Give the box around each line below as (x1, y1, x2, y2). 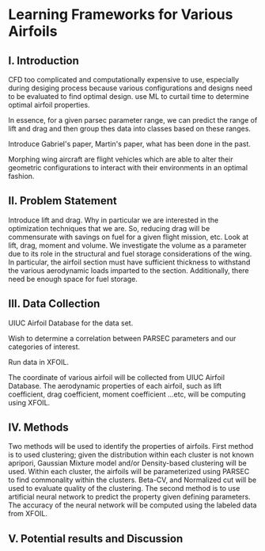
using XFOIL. (8, 397, 51, 407)
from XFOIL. (8, 509, 48, 519)
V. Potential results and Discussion (8, 532, 184, 545)
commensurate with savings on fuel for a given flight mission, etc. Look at (8, 232, 249, 241)
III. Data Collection (8, 297, 100, 310)
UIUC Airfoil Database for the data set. (8, 318, 134, 328)
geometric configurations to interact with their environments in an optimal (8, 163, 248, 172)
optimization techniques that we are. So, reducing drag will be (8, 223, 210, 233)
